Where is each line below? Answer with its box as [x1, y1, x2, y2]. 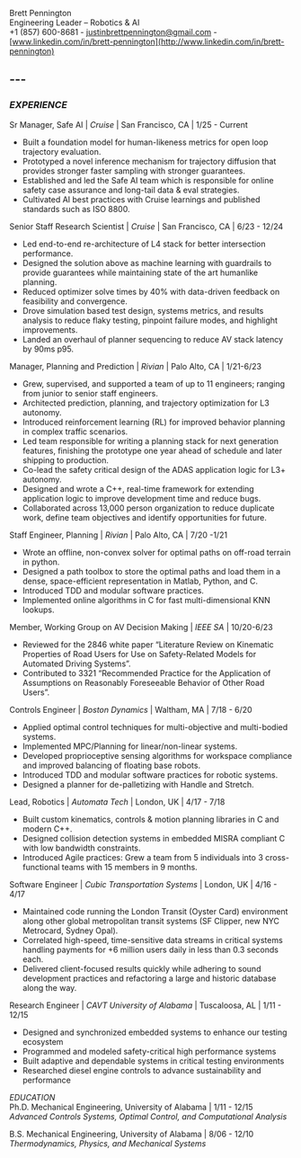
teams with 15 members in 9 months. [61, 861, 198, 872]
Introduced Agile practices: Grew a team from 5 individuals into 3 [22, 851, 263, 862]
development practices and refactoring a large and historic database [22, 973, 277, 984]
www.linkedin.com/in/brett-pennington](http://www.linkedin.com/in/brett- [12, 36, 285, 47]
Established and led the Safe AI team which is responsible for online [22, 174, 274, 185]
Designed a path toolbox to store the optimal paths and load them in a [22, 566, 281, 576]
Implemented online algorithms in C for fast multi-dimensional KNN [22, 594, 271, 605]
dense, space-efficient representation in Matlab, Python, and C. [22, 575, 259, 586]
